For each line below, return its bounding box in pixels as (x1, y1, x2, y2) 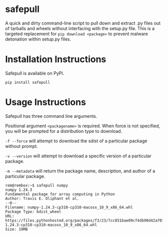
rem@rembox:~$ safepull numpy (5, 183, 68, 188)
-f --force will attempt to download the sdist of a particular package (5, 138, 147, 144)
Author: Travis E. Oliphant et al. (5, 196, 79, 201)
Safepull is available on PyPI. (5, 70, 64, 76)
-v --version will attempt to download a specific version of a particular (5, 153, 151, 159)
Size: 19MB (5, 226, 28, 231)
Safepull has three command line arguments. (5, 113, 97, 119)
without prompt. (5, 143, 38, 149)
